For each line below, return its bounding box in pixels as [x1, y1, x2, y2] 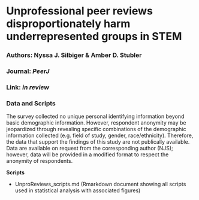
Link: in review [6, 83, 50, 91]
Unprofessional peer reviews [6, 4, 153, 18]
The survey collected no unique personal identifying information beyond [6, 113, 185, 120]
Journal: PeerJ [6, 67, 50, 75]
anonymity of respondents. [6, 157, 73, 165]
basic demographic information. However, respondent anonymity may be [6, 119, 186, 126]
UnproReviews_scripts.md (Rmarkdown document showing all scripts [14, 181, 186, 188]
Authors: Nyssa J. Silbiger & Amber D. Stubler [6, 51, 142, 59]
